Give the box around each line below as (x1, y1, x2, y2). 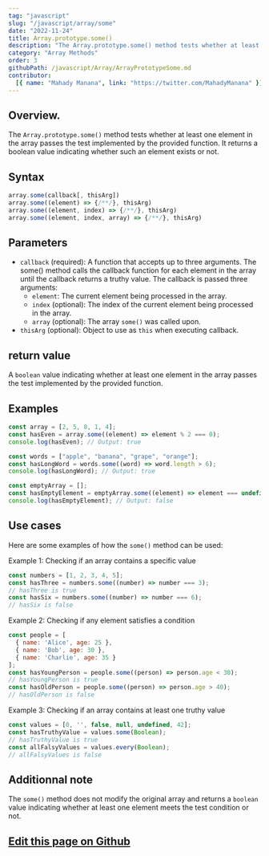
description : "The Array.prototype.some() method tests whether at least (8, 42, 260, 50)
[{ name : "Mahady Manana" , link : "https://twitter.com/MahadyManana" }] (15, 79, 263, 87)
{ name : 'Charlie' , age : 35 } (15, 653, 116, 662)
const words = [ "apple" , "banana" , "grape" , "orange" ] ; (8, 452, 199, 460)
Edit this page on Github (8, 834, 130, 848)
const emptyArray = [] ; (8, 482, 88, 490)
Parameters (8, 236, 68, 249)
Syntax (8, 170, 45, 184)
